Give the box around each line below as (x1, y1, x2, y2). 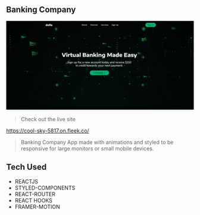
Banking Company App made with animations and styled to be (20, 139, 174, 146)
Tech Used (6, 162, 47, 172)
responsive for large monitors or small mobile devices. (20, 145, 154, 152)
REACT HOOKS (14, 197, 52, 204)
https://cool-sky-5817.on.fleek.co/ (6, 127, 89, 134)
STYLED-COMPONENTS (14, 184, 76, 191)
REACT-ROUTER (14, 190, 55, 198)
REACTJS (14, 178, 39, 185)
